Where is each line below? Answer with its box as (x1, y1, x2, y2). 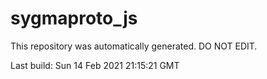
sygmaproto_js (10, 7, 138, 30)
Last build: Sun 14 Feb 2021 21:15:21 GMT (10, 59, 180, 71)
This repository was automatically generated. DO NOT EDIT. (10, 40, 258, 52)
